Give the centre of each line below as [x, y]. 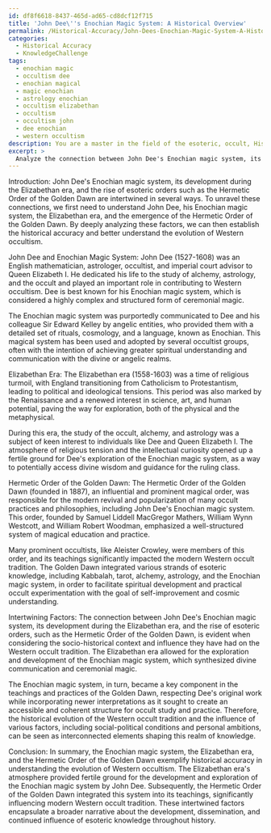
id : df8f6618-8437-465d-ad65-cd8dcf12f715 [81, 16]
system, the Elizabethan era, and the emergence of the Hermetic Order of [131, 216]
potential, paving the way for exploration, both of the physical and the [124, 409]
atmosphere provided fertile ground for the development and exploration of [133, 777]
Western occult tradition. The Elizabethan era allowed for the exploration [129, 652]
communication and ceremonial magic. [73, 669]
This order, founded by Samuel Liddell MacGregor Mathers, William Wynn [130, 517]
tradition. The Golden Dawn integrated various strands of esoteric [118, 567]
